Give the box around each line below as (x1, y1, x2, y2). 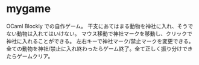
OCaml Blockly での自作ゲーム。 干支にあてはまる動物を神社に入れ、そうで (6, 22, 194, 29)
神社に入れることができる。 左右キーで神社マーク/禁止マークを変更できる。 (6, 37, 194, 45)
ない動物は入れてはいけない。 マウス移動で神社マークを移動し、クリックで (6, 29, 193, 37)
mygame (6, 2, 51, 16)
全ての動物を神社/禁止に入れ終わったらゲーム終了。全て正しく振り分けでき (6, 45, 193, 52)
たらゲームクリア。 (6, 52, 54, 60)
